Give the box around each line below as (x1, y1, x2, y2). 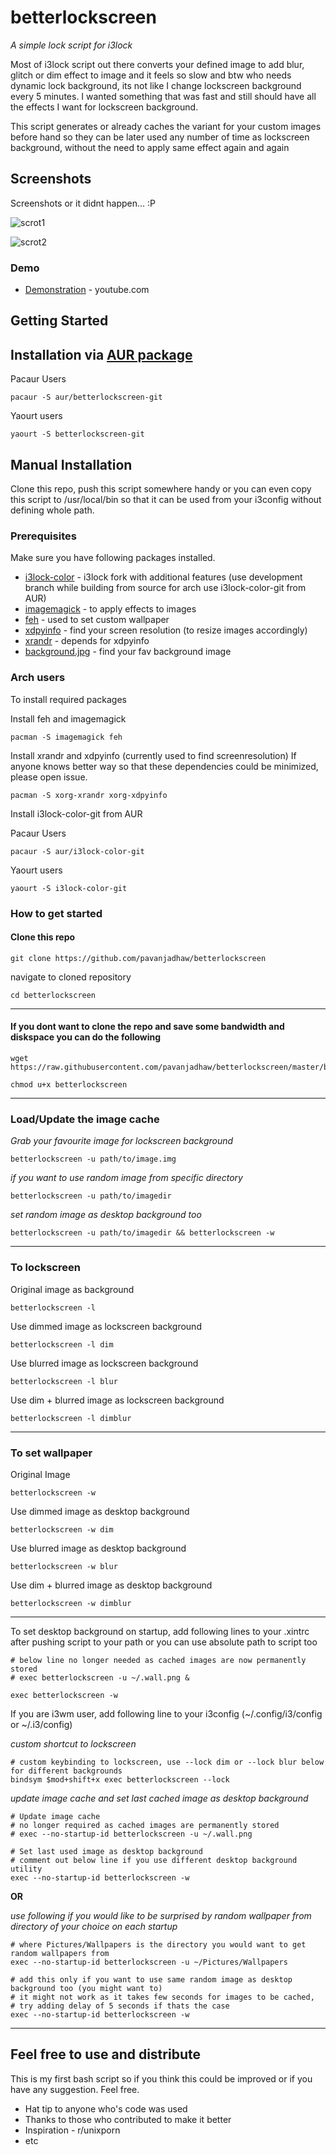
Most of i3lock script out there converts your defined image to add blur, (10, 58, 305, 70)
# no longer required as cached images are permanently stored (10, 1820, 280, 1830)
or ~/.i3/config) (10, 1718, 73, 1730)
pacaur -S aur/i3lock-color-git (10, 846, 145, 856)
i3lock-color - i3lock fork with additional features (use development (24, 571, 303, 583)
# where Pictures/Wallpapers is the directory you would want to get (10, 1939, 307, 1950)
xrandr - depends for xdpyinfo (24, 635, 150, 647)
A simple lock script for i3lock (10, 39, 133, 51)
